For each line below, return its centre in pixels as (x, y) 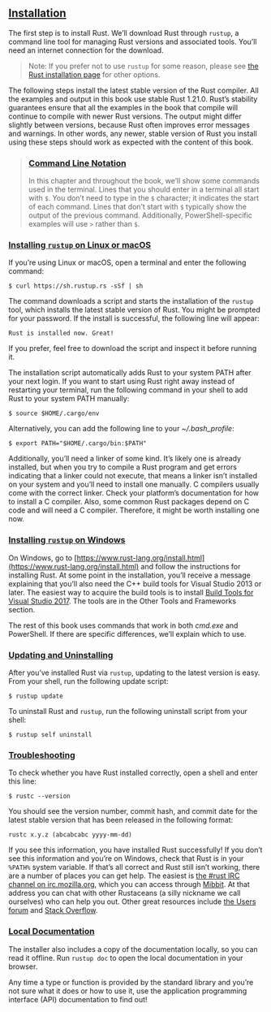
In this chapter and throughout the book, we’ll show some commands (144, 181)
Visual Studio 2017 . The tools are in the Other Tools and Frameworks (123, 601)
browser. (23, 967)
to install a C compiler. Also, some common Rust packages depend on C (129, 502)
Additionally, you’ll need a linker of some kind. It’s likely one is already (125, 459)
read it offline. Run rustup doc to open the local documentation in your (126, 958)
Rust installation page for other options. (94, 74)
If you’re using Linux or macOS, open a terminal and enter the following (127, 262)
